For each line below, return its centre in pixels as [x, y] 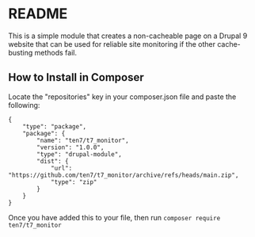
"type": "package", [55, 126]
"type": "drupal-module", [80, 154]
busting [21, 52]
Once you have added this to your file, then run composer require [114, 217]
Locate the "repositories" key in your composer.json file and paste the [122, 97]
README [38, 14]
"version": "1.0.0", [70, 147]
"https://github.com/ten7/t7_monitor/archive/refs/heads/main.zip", [124, 175]
